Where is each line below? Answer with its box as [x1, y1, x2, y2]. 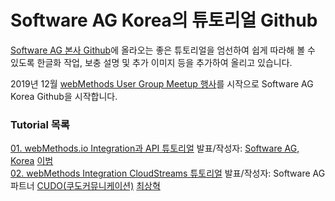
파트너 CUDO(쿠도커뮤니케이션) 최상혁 [10, 180, 161, 192]
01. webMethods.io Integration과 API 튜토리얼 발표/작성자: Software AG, [10, 142, 300, 155]
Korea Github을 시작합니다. [10, 90, 118, 102]
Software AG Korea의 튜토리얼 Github [10, 9, 318, 32]
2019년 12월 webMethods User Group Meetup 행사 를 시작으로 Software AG [10, 77, 314, 90]
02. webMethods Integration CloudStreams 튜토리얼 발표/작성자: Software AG [10, 167, 326, 180]
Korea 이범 [10, 155, 54, 167]
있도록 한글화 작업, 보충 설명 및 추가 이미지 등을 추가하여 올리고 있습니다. [10, 56, 293, 68]
